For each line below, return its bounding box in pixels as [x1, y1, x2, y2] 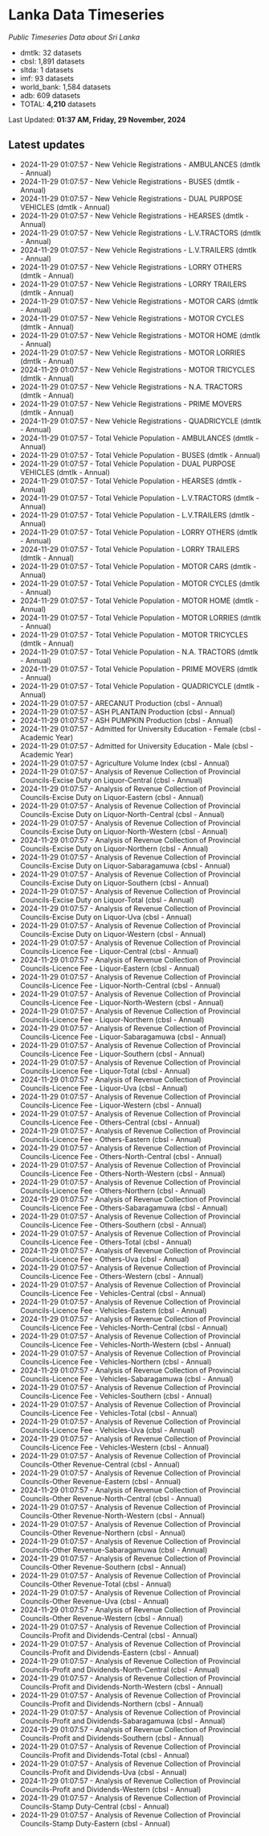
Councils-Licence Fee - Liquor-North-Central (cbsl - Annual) [19, 980, 221, 990]
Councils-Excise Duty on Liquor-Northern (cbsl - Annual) [19, 844, 209, 853]
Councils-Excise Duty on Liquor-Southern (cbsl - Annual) [19, 877, 210, 887]
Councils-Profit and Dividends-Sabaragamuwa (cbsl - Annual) [19, 1716, 226, 1726]
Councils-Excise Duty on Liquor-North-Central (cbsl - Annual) [19, 809, 225, 819]
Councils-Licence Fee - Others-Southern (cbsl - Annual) [19, 1219, 207, 1229]
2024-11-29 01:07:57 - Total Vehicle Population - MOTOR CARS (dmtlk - [19, 561, 257, 571]
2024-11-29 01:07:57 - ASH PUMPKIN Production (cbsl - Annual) [19, 715, 234, 725]
